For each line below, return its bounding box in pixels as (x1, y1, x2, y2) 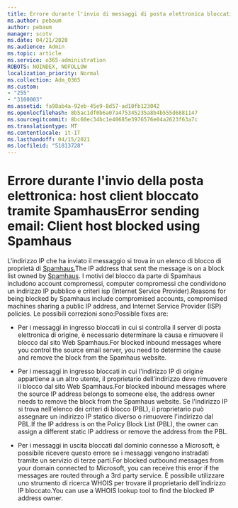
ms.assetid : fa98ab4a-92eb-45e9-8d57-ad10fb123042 (7, 103, 160, 110)
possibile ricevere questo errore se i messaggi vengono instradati (17, 448, 209, 458)
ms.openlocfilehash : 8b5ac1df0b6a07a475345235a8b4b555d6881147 (7, 109, 198, 116)
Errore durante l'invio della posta (7, 173, 204, 189)
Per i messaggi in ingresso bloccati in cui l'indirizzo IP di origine (17, 367, 204, 376)
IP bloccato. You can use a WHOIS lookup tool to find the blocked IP (17, 487, 215, 495)
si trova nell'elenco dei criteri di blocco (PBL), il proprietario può (17, 405, 204, 414)
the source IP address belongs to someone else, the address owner (17, 390, 215, 398)
